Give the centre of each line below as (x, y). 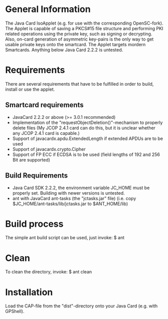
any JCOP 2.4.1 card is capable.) (46, 133)
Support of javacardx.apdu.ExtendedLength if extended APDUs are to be (88, 138)
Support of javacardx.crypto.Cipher (49, 149)
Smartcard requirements (44, 105)
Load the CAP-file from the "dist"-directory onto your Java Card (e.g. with (81, 306)
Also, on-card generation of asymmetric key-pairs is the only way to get (79, 39)
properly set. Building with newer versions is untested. (69, 193)
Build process (34, 224)
